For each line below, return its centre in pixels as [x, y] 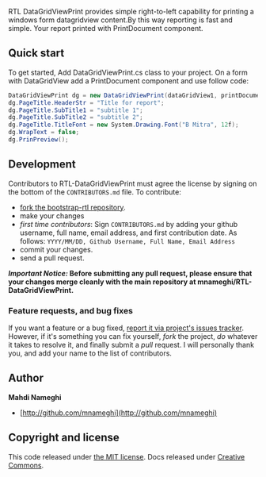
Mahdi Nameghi [35, 397]
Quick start [36, 54]
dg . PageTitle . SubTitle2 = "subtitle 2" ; [76, 117]
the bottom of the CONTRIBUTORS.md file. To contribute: [95, 192]
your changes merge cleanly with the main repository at [102, 282]
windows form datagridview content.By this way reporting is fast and [121, 20]
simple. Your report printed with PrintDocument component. [106, 28]
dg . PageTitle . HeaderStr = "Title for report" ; [86, 102]
